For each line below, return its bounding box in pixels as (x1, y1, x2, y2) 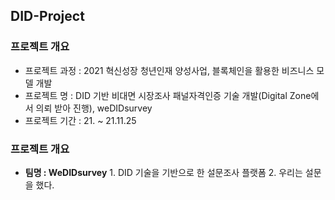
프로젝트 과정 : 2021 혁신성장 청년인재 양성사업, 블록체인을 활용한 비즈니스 (24, 64, 315, 76)
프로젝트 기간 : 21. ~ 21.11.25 (24, 114, 137, 126)
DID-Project (10, 8, 85, 25)
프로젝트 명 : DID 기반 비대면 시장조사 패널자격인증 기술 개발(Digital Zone (24, 89, 312, 101)
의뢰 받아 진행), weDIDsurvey (35, 102, 153, 114)
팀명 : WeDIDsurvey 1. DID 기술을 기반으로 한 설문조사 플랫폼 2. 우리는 (24, 166, 303, 178)
